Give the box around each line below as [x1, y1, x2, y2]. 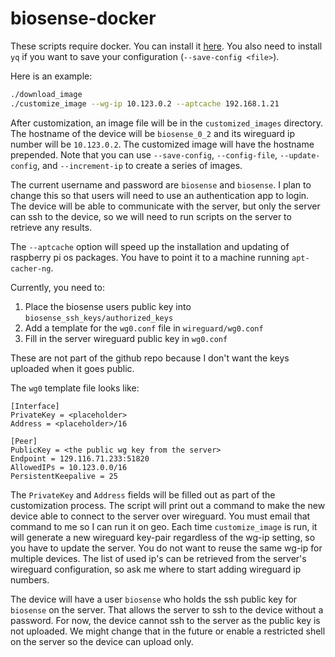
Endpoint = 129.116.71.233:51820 [10, 453, 150, 464]
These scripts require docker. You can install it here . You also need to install [10, 40, 323, 52]
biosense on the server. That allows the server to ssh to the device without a [10, 603, 324, 616]
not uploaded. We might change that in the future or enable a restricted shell [10, 625, 326, 637]
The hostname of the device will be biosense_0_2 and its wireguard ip [10, 127, 296, 139]
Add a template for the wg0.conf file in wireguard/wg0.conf [24, 322, 264, 334]
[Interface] [10, 401, 60, 411]
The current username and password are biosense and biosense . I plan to [10, 178, 312, 191]
